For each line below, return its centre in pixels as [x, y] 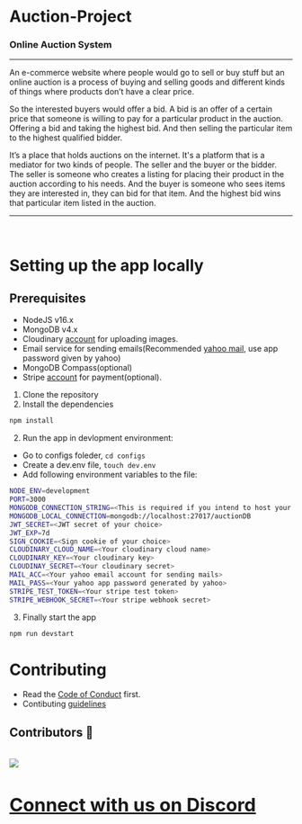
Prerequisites [48, 299]
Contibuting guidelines [64, 704]
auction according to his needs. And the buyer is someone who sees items [147, 184]
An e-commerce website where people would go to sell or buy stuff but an [147, 73]
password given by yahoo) [71, 358]
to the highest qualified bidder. [66, 138]
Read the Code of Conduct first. [81, 694]
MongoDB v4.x [50, 329]
